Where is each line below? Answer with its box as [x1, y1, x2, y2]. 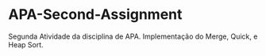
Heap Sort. [8, 39, 44, 49]
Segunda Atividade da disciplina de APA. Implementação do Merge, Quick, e [8, 32, 258, 41]
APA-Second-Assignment [8, 6, 183, 24]
